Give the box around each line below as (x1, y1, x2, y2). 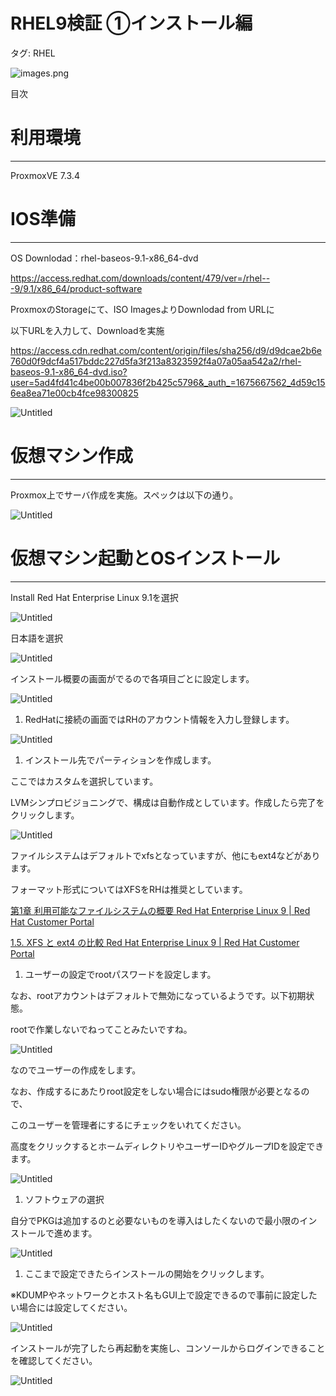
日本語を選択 (10, 632, 63, 644)
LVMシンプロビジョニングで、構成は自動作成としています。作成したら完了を (10, 796, 325, 808)
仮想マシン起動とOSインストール (10, 547, 281, 569)
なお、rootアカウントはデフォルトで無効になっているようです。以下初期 (10, 989, 307, 1001)
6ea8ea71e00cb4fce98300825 (10, 387, 139, 399)
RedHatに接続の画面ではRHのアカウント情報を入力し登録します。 (24, 713, 295, 725)
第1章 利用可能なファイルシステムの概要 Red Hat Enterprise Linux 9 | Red (10, 904, 311, 916)
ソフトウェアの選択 (24, 1193, 105, 1205)
